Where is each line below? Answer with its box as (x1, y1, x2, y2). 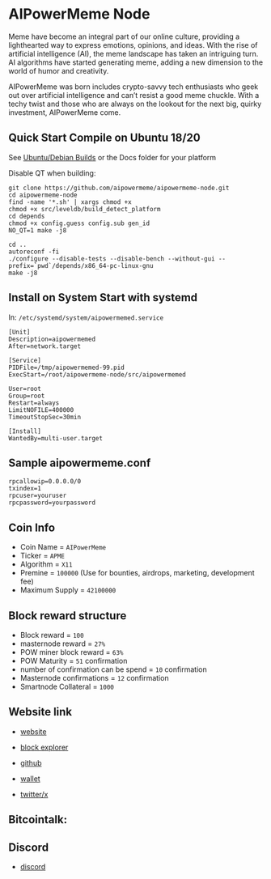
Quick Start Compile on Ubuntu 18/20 (8, 131, 201, 145)
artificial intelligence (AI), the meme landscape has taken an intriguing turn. (8, 49, 259, 58)
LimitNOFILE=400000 (8, 406, 74, 414)
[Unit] (8, 328, 31, 336)
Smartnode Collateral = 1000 (19, 682, 115, 691)
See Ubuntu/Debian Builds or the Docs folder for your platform (8, 152, 217, 162)
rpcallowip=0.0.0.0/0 (8, 478, 82, 486)
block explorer (19, 742, 69, 752)
